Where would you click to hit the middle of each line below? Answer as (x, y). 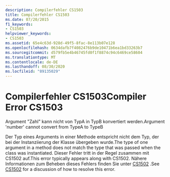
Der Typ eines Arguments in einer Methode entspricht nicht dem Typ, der (82, 137)
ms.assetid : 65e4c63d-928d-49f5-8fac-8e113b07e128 (60, 43)
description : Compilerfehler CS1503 (44, 10)
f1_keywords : (19, 24)
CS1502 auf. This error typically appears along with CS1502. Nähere (76, 158)
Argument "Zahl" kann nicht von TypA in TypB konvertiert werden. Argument (85, 121)
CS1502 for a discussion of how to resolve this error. (60, 169)
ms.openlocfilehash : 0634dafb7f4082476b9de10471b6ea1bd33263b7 (74, 48)
